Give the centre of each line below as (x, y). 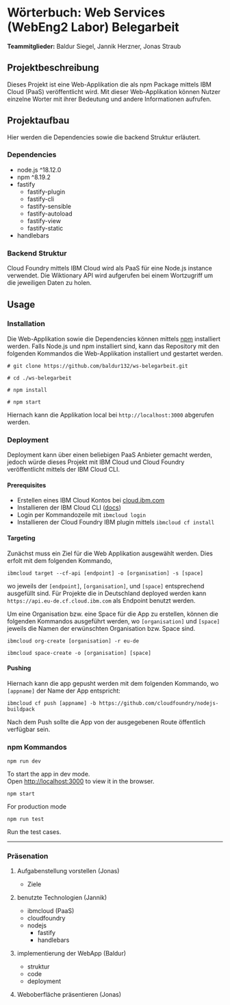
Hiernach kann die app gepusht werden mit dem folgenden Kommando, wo (113, 683)
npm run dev (24, 761)
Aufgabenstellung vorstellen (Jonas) (68, 871)
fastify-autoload (50, 213)
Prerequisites (27, 485)
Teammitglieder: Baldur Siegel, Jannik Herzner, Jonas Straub (94, 46)
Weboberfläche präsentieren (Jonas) (69, 995)
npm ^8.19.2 (34, 177)
